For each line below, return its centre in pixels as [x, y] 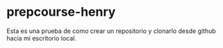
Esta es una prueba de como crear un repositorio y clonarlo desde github [111, 31]
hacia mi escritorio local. [42, 38]
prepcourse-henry [61, 12]
